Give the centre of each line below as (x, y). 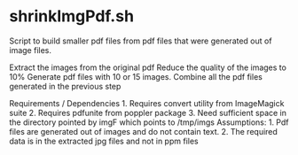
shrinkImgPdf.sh (72, 16)
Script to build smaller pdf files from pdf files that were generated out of (141, 41)
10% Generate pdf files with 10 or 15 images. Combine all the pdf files (136, 76)
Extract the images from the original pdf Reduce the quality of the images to (148, 67)
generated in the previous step (65, 86)
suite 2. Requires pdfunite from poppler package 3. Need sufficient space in (148, 112)
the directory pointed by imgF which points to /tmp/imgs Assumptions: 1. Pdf (149, 122)
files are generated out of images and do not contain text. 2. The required (143, 131)
